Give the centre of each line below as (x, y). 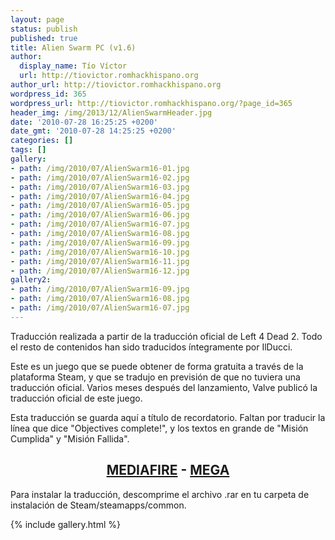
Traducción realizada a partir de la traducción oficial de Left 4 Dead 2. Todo (166, 336)
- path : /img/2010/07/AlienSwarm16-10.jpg (100, 252)
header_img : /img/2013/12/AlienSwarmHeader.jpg (111, 112)
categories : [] (42, 141)
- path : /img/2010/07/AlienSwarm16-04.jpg (100, 196)
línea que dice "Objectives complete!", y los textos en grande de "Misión (159, 428)
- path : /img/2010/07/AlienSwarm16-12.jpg (100, 271)
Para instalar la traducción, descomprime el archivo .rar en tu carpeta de (160, 494)
